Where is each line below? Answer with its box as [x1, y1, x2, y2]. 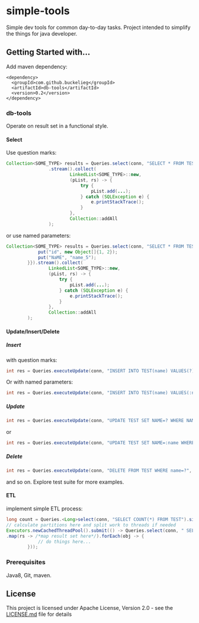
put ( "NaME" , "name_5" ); [37, 254, 97, 260]
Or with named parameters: [6, 378, 73, 386]
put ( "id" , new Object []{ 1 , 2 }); [37, 249, 118, 255]
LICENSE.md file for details [6, 611, 72, 618]
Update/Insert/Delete [6, 328, 60, 335]
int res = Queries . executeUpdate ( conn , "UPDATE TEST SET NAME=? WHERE [6, 418, 184, 424]
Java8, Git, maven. [6, 571, 52, 579]
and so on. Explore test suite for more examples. [6, 478, 124, 485]
